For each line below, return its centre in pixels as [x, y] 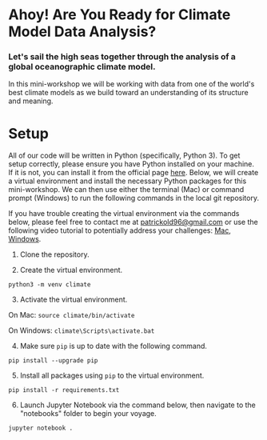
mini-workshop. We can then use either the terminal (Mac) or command [126, 190]
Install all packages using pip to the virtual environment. [112, 376]
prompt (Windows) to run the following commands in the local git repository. [134, 198]
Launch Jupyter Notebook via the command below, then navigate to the [137, 405]
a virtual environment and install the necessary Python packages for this [128, 181]
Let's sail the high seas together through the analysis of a [122, 57]
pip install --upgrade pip [53, 361]
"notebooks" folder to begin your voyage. [88, 414]
